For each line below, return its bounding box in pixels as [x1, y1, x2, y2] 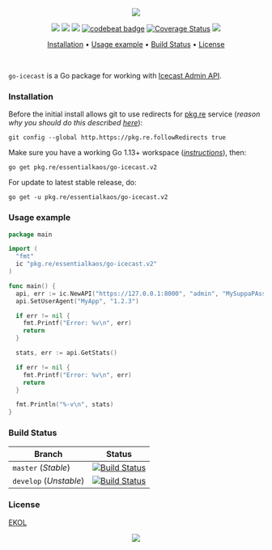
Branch [34, 448, 63, 459]
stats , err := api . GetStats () [15, 349, 117, 357]
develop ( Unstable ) [12, 475, 85, 486]
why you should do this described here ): [8, 118, 143, 128]
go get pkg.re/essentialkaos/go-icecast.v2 [8, 163, 158, 171]
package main [8, 231, 53, 239]
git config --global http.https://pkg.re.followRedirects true [8, 133, 227, 142]
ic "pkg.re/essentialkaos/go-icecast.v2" [15, 260, 158, 269]
